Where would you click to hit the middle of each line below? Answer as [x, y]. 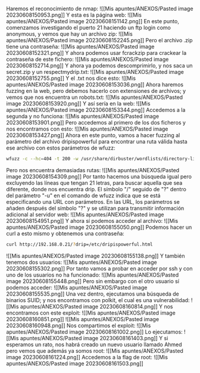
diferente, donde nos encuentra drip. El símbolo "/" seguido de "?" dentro [96, 189]
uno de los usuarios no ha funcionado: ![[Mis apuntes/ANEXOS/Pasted [93, 275]
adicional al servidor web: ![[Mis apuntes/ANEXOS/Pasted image [85, 215]
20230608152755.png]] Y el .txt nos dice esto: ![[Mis [71, 78]
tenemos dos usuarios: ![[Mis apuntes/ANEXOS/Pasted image [82, 262]
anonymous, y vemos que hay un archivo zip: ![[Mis [69, 34]
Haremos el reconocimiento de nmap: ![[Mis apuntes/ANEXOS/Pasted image [100, 9]
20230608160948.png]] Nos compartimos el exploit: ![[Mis [79, 325]
